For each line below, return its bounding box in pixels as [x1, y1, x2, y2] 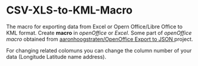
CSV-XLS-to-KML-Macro [6, 4, 133, 17]
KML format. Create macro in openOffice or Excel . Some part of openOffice [6, 29, 192, 36]
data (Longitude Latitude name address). [6, 53, 106, 60]
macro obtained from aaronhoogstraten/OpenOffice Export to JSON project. [6, 35, 193, 42]
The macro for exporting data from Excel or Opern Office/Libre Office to [6, 23, 183, 30]
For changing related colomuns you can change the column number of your [6, 47, 192, 54]
